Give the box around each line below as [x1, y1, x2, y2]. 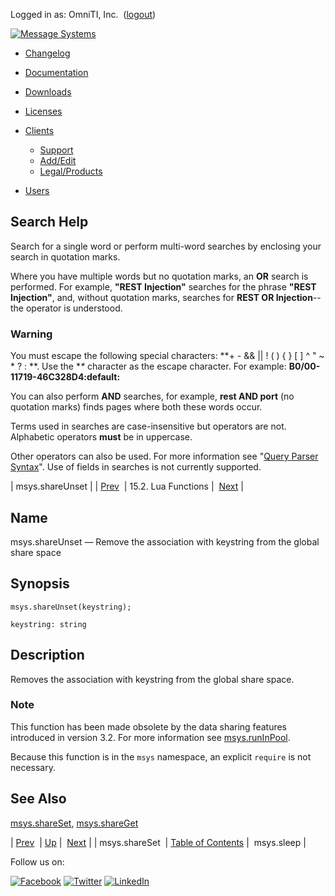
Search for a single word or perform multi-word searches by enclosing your [10, 240, 322, 252]
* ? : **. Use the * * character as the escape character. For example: [10, 360, 287, 373]
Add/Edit [39, 155, 77, 166]
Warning [10, 327, 53, 341]
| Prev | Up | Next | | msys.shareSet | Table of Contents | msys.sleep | [10, 836, 307, 848]
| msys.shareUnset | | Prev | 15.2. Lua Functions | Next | [10, 480, 244, 493]
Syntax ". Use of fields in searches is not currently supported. [10, 461, 262, 473]
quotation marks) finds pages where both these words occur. [10, 401, 263, 413]
